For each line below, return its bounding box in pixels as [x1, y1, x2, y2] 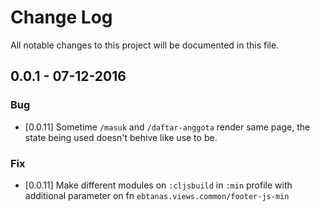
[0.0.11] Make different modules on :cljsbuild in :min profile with [24, 179, 293, 191]
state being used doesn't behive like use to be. [24, 131, 218, 143]
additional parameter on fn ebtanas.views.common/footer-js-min [24, 189, 290, 201]
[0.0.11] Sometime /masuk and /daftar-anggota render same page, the [24, 121, 311, 133]
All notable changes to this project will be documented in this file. [10, 39, 280, 51]
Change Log [10, 6, 113, 29]
